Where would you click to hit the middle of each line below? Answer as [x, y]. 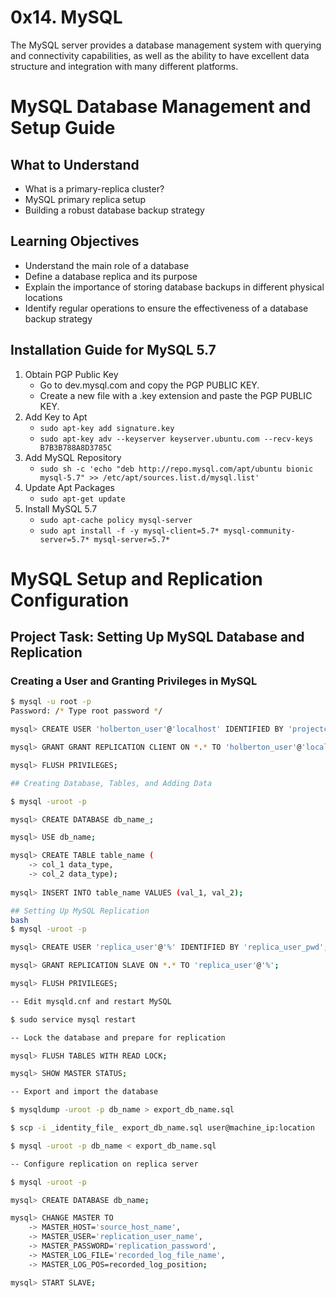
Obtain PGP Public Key [71, 374]
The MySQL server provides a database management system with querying [166, 45]
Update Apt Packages [69, 487]
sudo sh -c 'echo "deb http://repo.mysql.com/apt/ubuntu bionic [176, 469]
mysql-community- [259, 531]
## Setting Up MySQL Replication [80, 911]
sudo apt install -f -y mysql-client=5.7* [129, 531]
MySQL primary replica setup [85, 199]
